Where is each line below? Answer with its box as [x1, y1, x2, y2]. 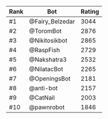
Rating [81, 8, 99, 15]
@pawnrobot [29, 103, 65, 111]
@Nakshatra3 [29, 56, 67, 63]
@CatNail [29, 94, 55, 101]
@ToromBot [29, 27, 62, 35]
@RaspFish [29, 46, 60, 54]
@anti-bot [29, 84, 58, 92]
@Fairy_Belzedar [29, 18, 75, 25]
